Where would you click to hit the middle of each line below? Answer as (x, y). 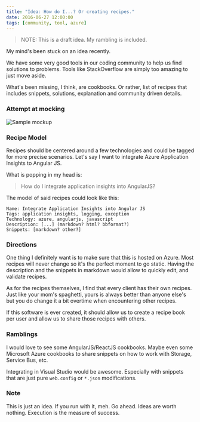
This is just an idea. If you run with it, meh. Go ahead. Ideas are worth (91, 406)
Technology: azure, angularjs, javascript (60, 219)
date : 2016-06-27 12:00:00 (40, 17)
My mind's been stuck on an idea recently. (59, 51)
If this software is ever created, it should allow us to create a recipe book (96, 312)
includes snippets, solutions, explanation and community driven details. (94, 94)
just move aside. (26, 76)
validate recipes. (27, 277)
